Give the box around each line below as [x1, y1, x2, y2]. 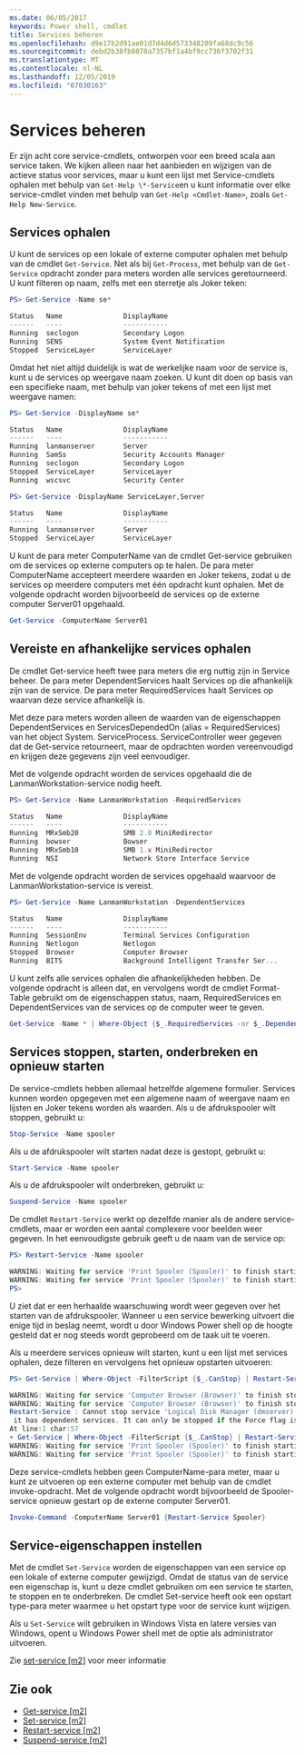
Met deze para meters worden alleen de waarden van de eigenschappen [9, 712, 281, 723]
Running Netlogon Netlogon [9, 940, 156, 949]
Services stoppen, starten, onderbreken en [9, 1044, 259, 1060]
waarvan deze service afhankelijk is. [9, 694, 145, 705]
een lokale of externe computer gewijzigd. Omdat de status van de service [9, 1571, 289, 1582]
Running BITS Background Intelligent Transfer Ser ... [9, 956, 279, 966]
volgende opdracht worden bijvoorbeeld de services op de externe [9, 589, 261, 600]
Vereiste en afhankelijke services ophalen [9, 642, 251, 657]
